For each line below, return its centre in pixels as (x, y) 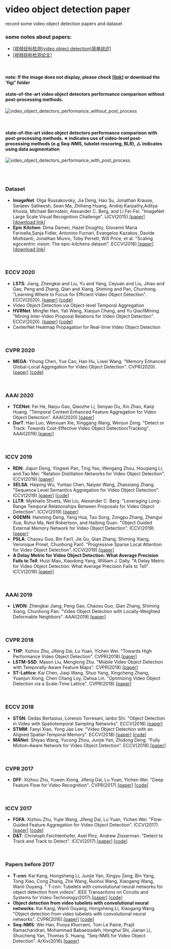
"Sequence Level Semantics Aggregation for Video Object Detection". (86, 490)
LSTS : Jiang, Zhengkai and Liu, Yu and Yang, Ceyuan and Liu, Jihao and (89, 283)
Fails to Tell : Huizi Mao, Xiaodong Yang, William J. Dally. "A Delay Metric (89, 561)
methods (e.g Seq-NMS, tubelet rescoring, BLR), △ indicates (96, 143)
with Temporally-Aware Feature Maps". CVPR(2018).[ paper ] (75, 667)
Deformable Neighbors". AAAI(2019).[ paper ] (59, 617)
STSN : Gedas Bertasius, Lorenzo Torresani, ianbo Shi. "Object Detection (89, 718)
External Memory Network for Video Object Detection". (70, 528)
